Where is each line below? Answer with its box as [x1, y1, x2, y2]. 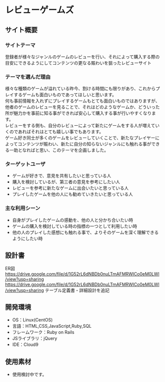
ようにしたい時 [12, 235, 43, 242]
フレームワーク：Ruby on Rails [12, 329, 75, 335]
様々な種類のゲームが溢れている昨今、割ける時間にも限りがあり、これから [5, 86, 156, 92]
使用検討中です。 [12, 372, 47, 378]
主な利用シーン [5, 205, 40, 212]
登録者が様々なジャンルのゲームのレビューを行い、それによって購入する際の [5, 54, 160, 60]
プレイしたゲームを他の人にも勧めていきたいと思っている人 [12, 191, 133, 197]
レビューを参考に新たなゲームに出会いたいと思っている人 [12, 185, 129, 191]
